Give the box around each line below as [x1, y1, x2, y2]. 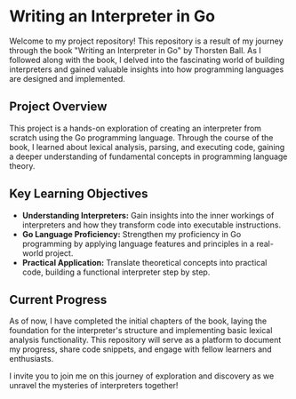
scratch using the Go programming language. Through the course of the [9, 132, 274, 143]
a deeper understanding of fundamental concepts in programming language [9, 151, 288, 162]
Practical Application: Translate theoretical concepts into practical [21, 257, 268, 267]
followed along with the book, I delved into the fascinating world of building [9, 54, 285, 65]
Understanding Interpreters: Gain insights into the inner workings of [21, 210, 275, 220]
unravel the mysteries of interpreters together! [9, 380, 179, 391]
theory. [9, 160, 36, 171]
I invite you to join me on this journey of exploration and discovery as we [9, 371, 275, 381]
